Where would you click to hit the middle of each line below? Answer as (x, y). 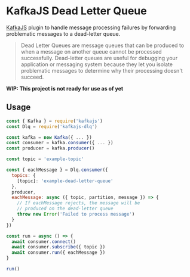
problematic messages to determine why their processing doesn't (102, 70)
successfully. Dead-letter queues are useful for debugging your (99, 58)
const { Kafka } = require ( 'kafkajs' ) (54, 121)
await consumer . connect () (44, 242)
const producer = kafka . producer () (50, 148)
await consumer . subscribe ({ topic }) (59, 247)
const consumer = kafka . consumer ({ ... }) (60, 143)
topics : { (24, 175)
